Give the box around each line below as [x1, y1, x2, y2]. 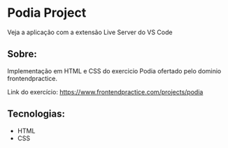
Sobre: [7, 48, 37, 60]
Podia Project [7, 5, 87, 21]
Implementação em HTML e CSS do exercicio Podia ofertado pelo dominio [7, 66, 222, 75]
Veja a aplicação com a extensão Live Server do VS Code [7, 28, 173, 36]
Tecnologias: [7, 108, 65, 120]
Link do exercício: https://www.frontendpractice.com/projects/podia [7, 87, 204, 96]
